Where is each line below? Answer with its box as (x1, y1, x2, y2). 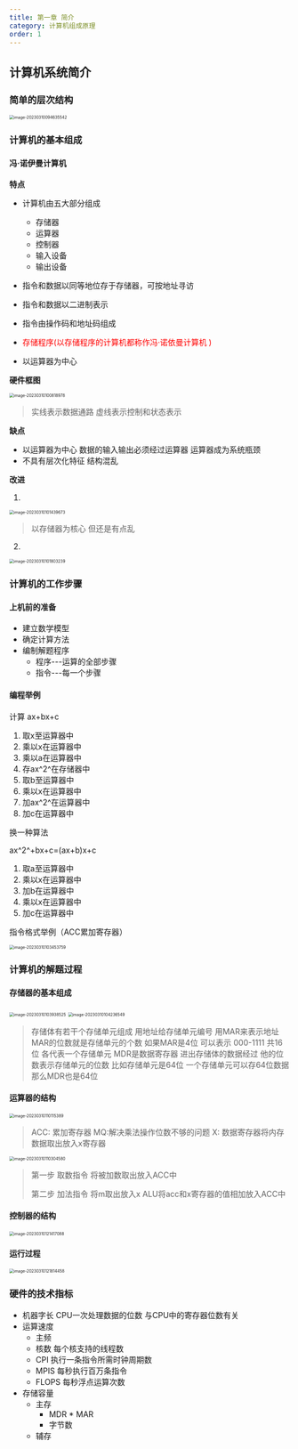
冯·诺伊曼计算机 (9, 158, 67, 168)
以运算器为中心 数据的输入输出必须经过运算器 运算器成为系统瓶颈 (21, 444, 261, 455)
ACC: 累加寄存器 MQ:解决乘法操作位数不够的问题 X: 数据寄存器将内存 (30, 1127, 285, 1137)
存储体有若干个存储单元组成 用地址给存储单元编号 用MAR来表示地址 (30, 1025, 279, 1037)
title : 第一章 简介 (9, 12, 75, 22)
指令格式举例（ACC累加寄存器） (9, 927, 127, 937)
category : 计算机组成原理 (9, 21, 96, 30)
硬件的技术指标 (9, 1288, 74, 1300)
